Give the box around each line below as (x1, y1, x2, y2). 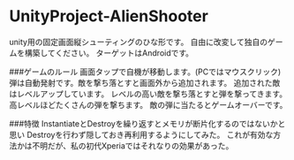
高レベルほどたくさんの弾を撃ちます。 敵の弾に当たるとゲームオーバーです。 (9, 99, 288, 110)
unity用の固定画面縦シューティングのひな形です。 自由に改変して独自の (9, 36, 268, 47)
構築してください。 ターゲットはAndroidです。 (24, 47, 194, 58)
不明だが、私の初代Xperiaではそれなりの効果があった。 (32, 140, 234, 151)
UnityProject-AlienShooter (9, 6, 209, 27)
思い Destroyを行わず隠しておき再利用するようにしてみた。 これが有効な (9, 129, 274, 140)
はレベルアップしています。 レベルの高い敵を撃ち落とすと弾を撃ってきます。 (9, 88, 288, 99)
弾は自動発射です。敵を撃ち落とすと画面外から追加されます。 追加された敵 (9, 77, 281, 88)
